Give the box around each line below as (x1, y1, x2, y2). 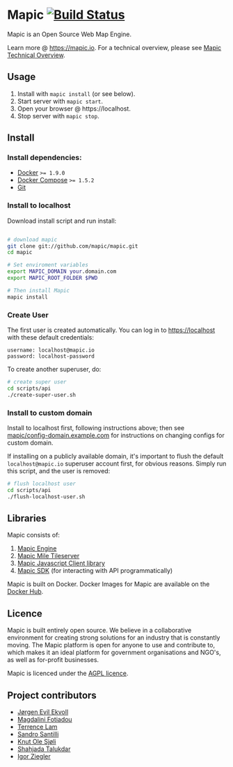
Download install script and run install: (7, 216, 117, 225)
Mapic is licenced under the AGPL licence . (7, 669, 129, 678)
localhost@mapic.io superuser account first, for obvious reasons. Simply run (7, 459, 227, 468)
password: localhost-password (7, 353, 95, 360)
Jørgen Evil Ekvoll (17, 708, 69, 716)
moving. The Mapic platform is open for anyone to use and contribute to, (7, 641, 216, 649)
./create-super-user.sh (7, 391, 77, 398)
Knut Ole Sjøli (17, 738, 57, 746)
